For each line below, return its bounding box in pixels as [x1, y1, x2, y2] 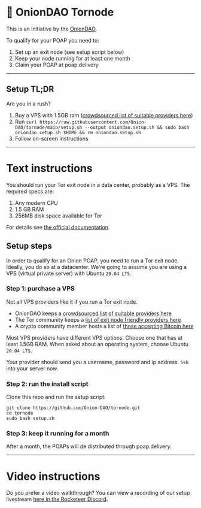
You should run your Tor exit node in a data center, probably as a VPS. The [6, 181, 190, 188]
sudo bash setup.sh [6, 416, 55, 422]
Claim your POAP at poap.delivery [14, 61, 99, 68]
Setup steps [6, 241, 52, 251]
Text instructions [6, 161, 93, 175]
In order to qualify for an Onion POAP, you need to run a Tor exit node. [6, 257, 179, 264]
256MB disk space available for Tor [14, 212, 103, 219]
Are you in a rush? [6, 100, 51, 107]
